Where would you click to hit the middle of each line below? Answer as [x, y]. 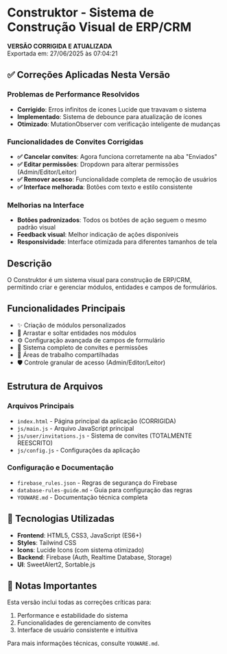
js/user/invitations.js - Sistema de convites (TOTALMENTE [104, 436]
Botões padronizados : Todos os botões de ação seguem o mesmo [112, 220]
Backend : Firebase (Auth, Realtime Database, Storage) [94, 557]
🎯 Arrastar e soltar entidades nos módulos [77, 333]
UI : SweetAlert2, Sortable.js [56, 564]
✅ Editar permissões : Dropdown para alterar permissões [98, 164]
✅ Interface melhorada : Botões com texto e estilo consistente [105, 187]
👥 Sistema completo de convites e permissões [82, 347]
